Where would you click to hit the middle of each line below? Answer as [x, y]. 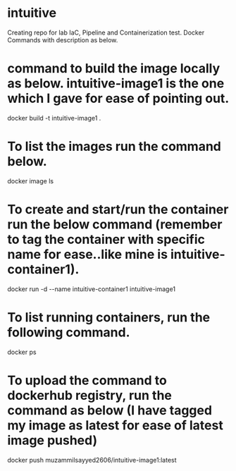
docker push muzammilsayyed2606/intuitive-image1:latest [92, 460]
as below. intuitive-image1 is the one [116, 84]
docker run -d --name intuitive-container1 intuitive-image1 [92, 289]
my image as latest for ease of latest [115, 425]
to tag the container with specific [106, 239]
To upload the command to [87, 380]
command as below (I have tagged [110, 410]
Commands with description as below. [63, 39]
